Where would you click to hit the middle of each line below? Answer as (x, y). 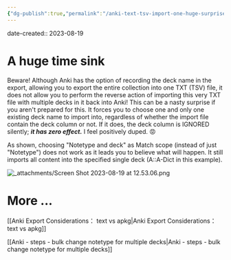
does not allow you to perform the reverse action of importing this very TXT (114, 94)
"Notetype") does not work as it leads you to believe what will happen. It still (115, 152)
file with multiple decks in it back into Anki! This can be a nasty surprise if (111, 102)
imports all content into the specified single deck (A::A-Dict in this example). (115, 159)
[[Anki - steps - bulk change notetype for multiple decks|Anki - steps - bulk (114, 241)
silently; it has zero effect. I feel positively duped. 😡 (81, 131)
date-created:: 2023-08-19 (45, 33)
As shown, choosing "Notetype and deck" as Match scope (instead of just (112, 145)
